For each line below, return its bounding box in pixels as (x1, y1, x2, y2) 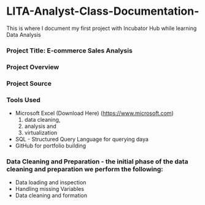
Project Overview (6, 62, 60, 71)
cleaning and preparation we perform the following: (6, 165, 164, 173)
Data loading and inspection (15, 179, 87, 186)
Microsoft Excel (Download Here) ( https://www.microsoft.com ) (15, 110, 174, 117)
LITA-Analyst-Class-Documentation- (6, 4, 199, 18)
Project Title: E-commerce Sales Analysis (6, 46, 133, 54)
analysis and (24, 122, 56, 130)
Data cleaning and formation (15, 192, 88, 199)
